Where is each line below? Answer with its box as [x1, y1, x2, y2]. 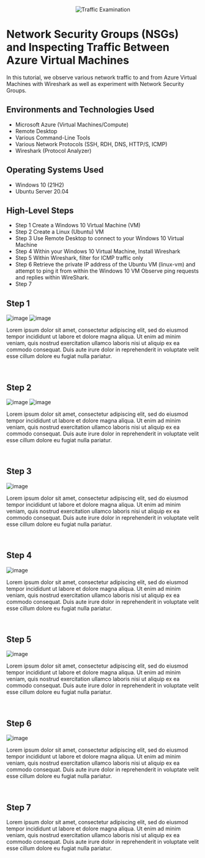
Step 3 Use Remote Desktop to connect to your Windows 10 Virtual [15, 235, 184, 242]
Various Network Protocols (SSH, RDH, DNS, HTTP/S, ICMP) [15, 140, 168, 147]
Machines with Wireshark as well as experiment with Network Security [6, 80, 185, 87]
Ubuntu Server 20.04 [15, 187, 69, 195]
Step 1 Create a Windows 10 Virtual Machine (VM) [15, 222, 141, 229]
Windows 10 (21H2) [15, 181, 64, 189]
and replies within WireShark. [15, 274, 90, 281]
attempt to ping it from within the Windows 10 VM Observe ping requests [15, 267, 199, 275]
